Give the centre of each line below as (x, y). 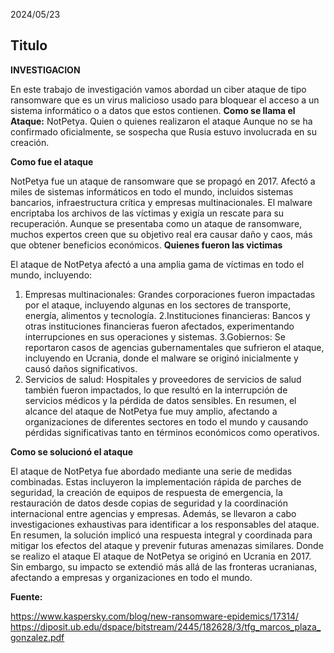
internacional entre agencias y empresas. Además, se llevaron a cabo (153, 513)
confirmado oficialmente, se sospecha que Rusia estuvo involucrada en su (163, 131)
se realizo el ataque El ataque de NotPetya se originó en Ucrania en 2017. (161, 556)
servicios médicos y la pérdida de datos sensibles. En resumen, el (160, 400)
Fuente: (26, 596)
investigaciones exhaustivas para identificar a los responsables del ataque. (165, 524)
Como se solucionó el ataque (72, 451)
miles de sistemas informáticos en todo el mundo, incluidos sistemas (152, 191)
